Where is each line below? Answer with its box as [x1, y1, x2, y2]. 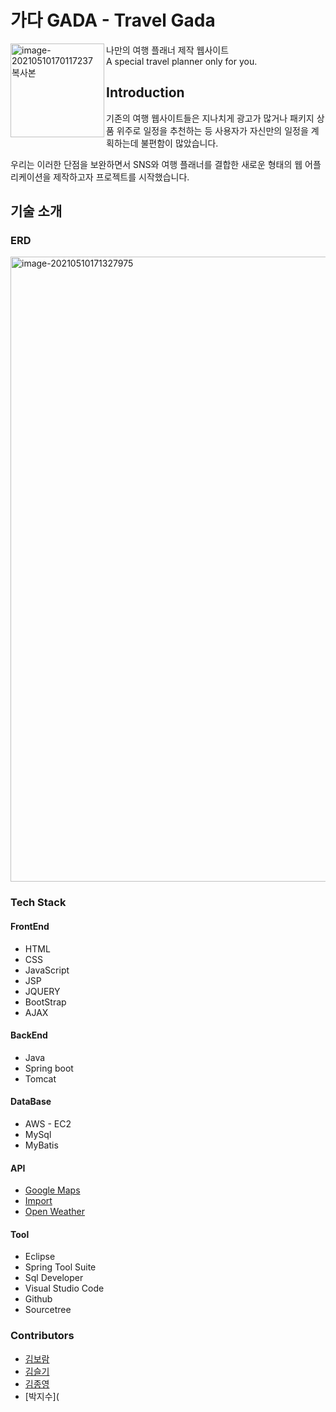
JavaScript [24, 964, 70, 976]
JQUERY [24, 985, 61, 997]
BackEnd [10, 1029, 48, 1041]
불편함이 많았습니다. [140, 137, 219, 149]
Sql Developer [24, 1272, 84, 1284]
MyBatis [24, 1139, 59, 1151]
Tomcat [24, 1072, 57, 1085]
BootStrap [24, 996, 67, 1008]
